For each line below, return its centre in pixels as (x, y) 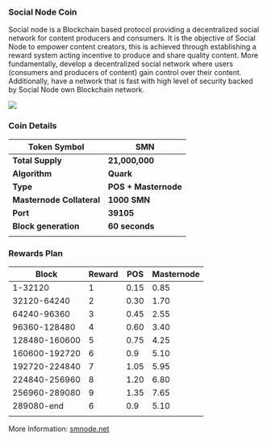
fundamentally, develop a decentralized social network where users (121, 64)
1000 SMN (129, 199)
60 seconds (131, 226)
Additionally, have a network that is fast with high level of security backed (131, 81)
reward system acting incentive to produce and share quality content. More (133, 56)
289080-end (38, 405)
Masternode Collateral (56, 199)
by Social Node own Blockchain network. (77, 90)
